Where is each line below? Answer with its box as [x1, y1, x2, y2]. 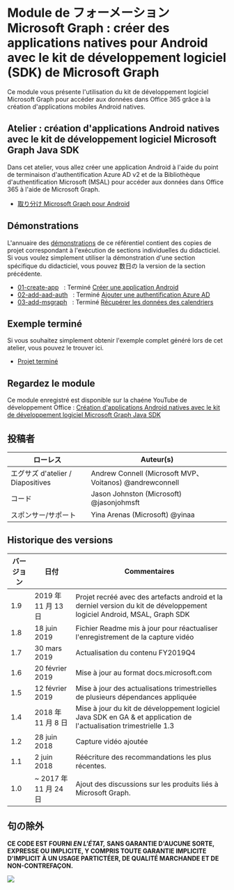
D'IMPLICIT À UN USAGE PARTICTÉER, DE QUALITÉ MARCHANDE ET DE [7, 854, 219, 862]
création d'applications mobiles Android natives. [7, 102, 146, 111]
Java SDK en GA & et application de [75, 712, 192, 721]
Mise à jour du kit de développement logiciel [75, 703, 220, 713]
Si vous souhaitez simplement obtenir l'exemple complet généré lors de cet [7, 336, 223, 345]
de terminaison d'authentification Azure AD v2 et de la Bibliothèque [7, 170, 201, 178]
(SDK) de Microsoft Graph [7, 65, 159, 81]
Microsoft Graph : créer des [7, 20, 170, 36]
